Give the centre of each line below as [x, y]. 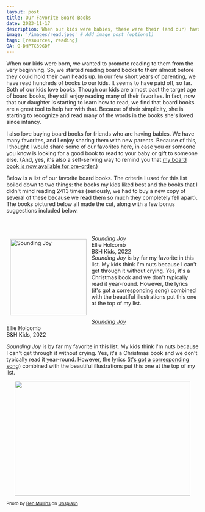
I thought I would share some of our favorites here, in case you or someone [101, 147]
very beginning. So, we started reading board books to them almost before [100, 70]
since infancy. [24, 122]
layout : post [23, 12]
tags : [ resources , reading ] [42, 40]
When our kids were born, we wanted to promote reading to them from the [100, 63]
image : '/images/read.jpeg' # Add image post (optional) [80, 35]
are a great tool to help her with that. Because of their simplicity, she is [95, 109]
